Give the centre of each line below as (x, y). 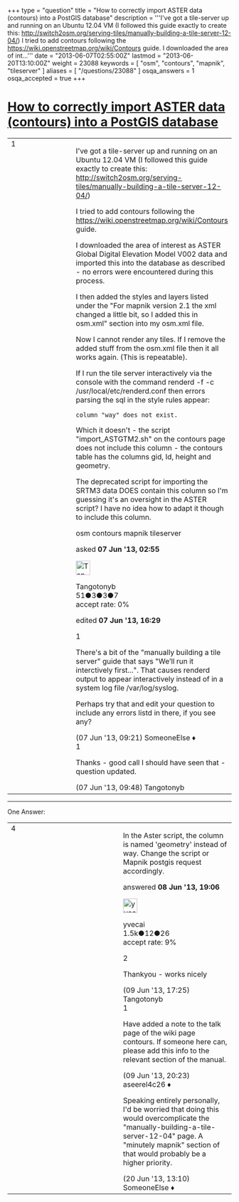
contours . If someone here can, (175, 1041)
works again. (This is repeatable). (132, 357)
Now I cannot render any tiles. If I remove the (151, 339)
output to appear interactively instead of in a (150, 679)
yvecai (134, 924)
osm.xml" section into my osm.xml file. (140, 323)
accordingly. (144, 871)
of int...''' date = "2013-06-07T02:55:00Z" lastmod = (84, 55)
